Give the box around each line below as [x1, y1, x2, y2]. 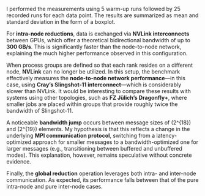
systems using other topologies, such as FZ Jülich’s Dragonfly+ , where [6, 94, 187, 101]
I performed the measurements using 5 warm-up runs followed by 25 [6, 6, 181, 12]
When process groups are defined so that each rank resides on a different [6, 61, 193, 69]
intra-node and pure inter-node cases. [6, 183, 103, 190]
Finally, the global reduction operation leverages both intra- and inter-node [6, 170, 196, 177]
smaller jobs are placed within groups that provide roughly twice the [6, 100, 178, 108]
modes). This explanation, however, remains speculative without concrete [6, 151, 192, 159]
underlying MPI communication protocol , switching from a [6, 132, 155, 139]
